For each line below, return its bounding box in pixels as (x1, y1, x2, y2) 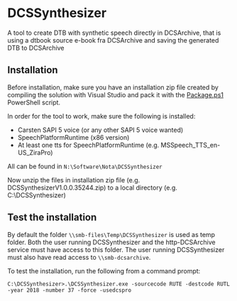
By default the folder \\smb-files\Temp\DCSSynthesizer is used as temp (7, 230, 215, 239)
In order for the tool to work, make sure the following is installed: (7, 111, 196, 120)
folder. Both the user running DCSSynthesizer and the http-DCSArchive (7, 238, 216, 246)
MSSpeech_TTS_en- (160, 141, 221, 149)
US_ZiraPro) (17, 148, 53, 157)
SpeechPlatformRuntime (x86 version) (17, 133, 130, 141)
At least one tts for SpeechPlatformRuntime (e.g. (17, 141, 160, 149)
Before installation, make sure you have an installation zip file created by (7, 83, 219, 92)
